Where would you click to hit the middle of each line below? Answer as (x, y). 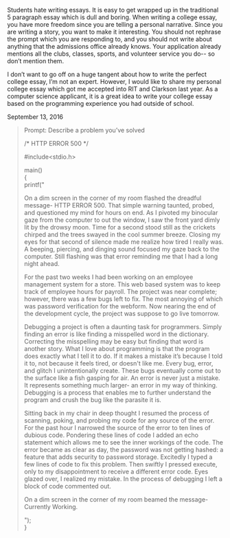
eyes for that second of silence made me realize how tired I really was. (124, 242)
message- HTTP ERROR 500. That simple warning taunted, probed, (119, 205)
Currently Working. (51, 507)
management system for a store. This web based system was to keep (122, 284)
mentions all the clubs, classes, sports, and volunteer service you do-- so (111, 54)
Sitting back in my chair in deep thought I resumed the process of (116, 413)
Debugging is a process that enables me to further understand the (117, 392)
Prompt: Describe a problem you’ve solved (84, 130)
